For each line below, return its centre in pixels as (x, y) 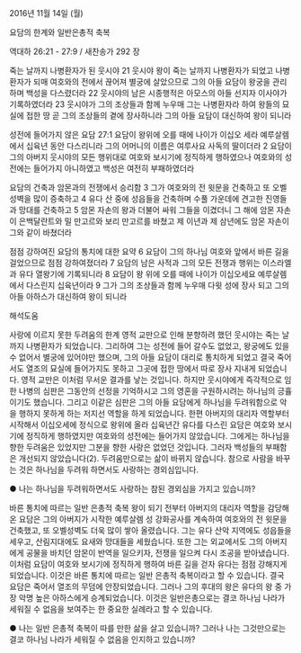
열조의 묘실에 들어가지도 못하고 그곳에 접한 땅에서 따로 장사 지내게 (141, 368)
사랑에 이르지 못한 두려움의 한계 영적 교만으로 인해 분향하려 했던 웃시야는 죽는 (145, 335)
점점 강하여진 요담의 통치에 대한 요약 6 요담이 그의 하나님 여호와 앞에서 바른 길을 (149, 251)
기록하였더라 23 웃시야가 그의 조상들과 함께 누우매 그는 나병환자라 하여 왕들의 (145, 104)
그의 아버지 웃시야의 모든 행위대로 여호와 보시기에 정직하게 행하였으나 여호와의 (146, 157)
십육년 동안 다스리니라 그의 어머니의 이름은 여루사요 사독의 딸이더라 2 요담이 (159, 146)
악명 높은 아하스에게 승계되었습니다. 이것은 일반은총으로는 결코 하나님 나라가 (152, 598)
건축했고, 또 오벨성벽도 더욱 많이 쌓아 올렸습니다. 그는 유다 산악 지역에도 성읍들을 (150, 530)
